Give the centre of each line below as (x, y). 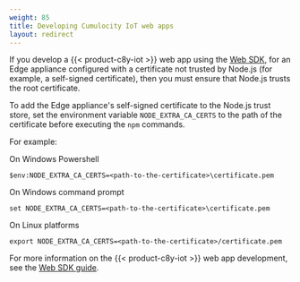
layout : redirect (42, 34)
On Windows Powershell (55, 159)
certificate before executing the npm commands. (97, 124)
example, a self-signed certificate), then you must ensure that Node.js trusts (150, 79)
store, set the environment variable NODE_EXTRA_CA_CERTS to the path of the (146, 115)
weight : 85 (30, 17)
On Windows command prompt (67, 192)
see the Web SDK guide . (54, 268)
